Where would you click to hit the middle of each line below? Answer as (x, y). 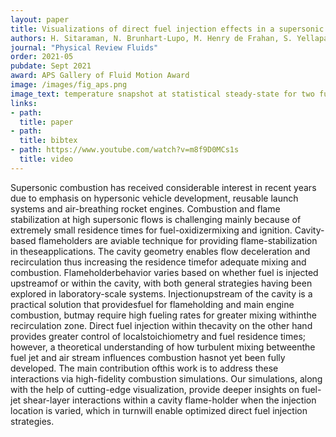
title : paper (46, 122)
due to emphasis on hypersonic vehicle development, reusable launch (154, 198)
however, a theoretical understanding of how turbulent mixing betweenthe (163, 347)
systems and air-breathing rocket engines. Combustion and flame (145, 208)
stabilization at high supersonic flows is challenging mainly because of (156, 219)
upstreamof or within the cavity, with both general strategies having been (161, 283)
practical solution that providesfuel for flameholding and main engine (152, 304)
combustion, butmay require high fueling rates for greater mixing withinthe (163, 315)
